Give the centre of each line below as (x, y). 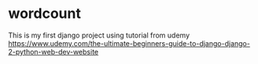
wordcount (44, 14)
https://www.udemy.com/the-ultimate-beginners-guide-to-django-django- (129, 43)
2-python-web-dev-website (53, 52)
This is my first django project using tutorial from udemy (99, 35)
